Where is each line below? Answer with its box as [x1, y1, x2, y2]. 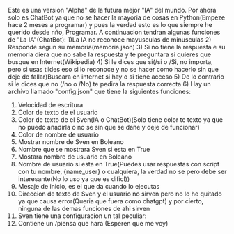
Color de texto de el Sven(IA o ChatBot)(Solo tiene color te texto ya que [17, 116, 224, 124]
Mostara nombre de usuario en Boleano [17, 153, 132, 161]
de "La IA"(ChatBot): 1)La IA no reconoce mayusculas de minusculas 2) [8, 36, 212, 44]
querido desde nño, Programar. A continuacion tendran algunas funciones [8, 28, 221, 36]
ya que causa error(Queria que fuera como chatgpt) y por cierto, [17, 197, 204, 205]
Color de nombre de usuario [17, 130, 100, 139]
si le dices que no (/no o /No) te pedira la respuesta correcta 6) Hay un [8, 80, 211, 88]
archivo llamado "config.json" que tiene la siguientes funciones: [8, 87, 191, 95]
